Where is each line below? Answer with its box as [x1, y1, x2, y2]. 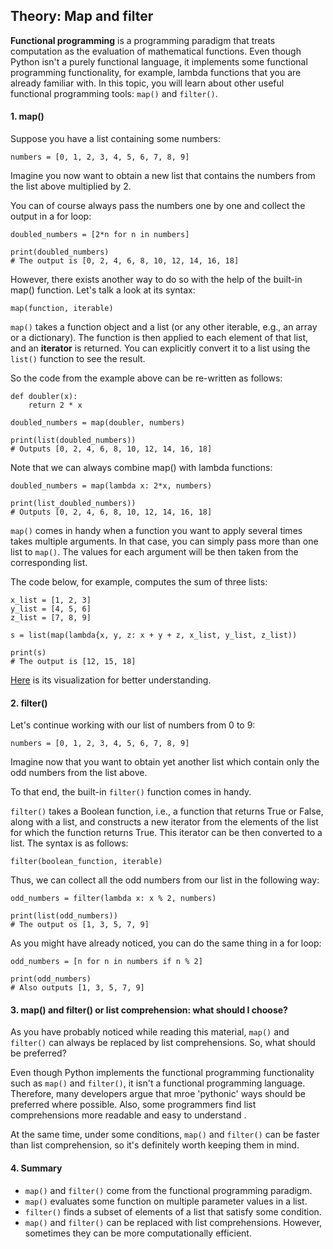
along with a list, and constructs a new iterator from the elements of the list [10, 816, 319, 828]
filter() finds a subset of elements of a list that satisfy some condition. [24, 1205, 322, 1218]
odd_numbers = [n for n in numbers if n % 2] [10, 957, 203, 967]
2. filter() [10, 697, 48, 709]
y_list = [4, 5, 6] [10, 604, 92, 614]
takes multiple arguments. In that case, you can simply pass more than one [10, 535, 319, 548]
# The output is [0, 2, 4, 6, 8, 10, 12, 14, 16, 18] [10, 256, 240, 266]
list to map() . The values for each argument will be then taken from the [10, 546, 299, 558]
